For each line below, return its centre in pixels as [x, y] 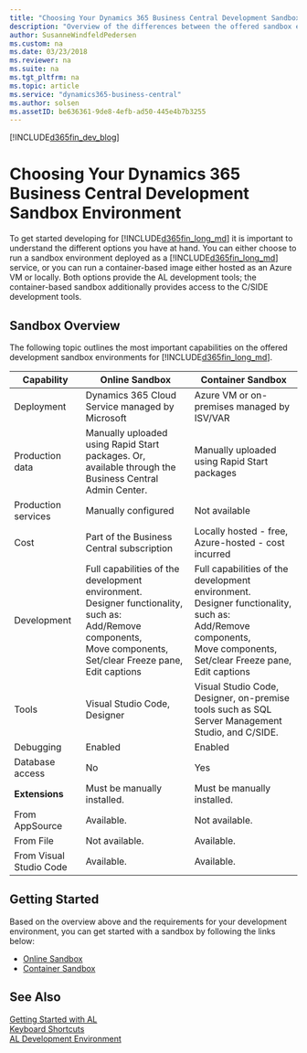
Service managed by [130, 406]
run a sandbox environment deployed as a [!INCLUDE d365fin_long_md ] [144, 258]
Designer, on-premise [242, 698]
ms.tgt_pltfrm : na [44, 78]
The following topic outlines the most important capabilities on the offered [148, 347]
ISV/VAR [212, 418]
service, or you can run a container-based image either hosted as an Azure [151, 268]
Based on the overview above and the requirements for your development [148, 921]
